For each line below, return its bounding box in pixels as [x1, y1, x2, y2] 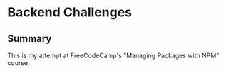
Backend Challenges [7, 4, 133, 21]
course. [7, 59, 30, 67]
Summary [7, 33, 52, 45]
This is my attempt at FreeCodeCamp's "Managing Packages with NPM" [7, 51, 220, 60]
